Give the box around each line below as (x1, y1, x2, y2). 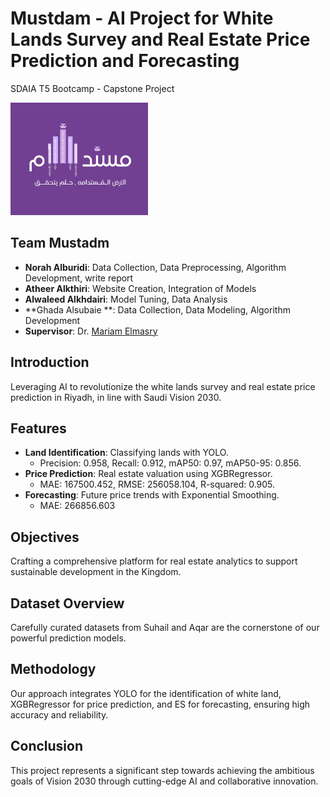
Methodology (10, 661, 97, 678)
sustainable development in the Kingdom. (10, 566, 182, 578)
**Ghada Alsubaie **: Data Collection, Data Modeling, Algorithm (24, 303, 291, 316)
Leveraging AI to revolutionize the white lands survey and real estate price (10, 380, 316, 392)
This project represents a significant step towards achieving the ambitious (10, 764, 315, 776)
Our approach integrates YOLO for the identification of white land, (10, 687, 282, 699)
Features (10, 420, 67, 437)
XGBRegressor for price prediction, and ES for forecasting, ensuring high (10, 698, 311, 710)
